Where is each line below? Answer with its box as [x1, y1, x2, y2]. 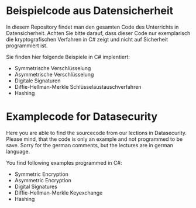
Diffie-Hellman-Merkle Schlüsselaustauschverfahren [14, 83, 142, 90]
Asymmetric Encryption [14, 176, 71, 183]
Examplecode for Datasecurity [6, 110, 158, 123]
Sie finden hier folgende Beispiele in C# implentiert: [6, 53, 130, 60]
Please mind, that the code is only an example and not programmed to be [6, 136, 183, 143]
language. [6, 148, 30, 155]
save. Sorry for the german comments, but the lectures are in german [6, 141, 174, 148]
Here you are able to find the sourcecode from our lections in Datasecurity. [6, 129, 187, 136]
